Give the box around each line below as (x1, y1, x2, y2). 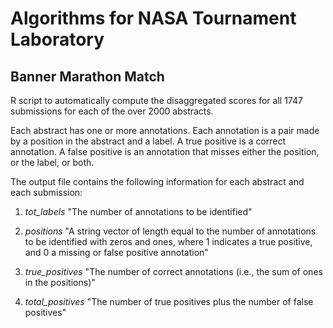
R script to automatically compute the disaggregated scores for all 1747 (10, 95, 303, 106)
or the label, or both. (10, 157, 95, 168)
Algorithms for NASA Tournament (10, 7, 297, 30)
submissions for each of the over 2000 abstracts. (10, 105, 214, 117)
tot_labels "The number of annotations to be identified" (24, 206, 253, 217)
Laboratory (10, 28, 105, 51)
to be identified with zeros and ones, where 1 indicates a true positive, (24, 236, 313, 247)
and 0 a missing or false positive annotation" (24, 247, 209, 258)
